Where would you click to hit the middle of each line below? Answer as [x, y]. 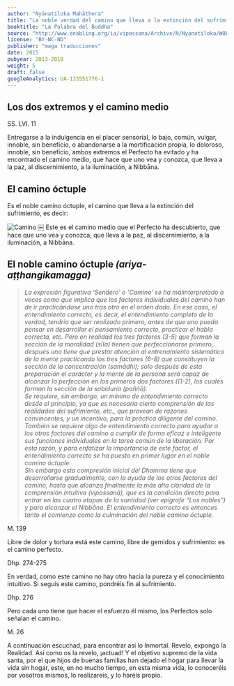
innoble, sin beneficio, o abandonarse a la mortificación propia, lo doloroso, [116, 145]
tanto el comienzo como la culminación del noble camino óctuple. [119, 515]
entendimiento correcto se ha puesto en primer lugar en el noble [117, 455]
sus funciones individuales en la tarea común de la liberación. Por [119, 440]
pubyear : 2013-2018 [36, 59]
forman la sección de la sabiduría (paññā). [86, 388]
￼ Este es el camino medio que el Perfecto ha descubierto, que [129, 227]
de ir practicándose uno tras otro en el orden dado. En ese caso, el [120, 307]
